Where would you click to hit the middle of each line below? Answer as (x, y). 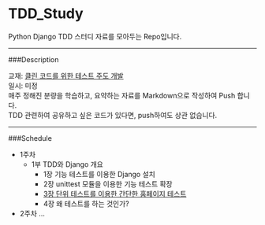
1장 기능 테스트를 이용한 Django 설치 (99, 174)
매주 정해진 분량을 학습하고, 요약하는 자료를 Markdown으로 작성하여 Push (122, 95)
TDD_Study (46, 14)
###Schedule (30, 138)
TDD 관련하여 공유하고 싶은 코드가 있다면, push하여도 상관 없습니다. (113, 115)
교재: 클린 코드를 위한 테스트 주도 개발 (66, 76)
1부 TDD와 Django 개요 (67, 164)
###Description (34, 59)
